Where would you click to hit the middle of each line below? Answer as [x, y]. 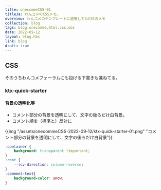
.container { [18, 147]
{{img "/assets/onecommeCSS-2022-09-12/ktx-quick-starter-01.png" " [77, 131]
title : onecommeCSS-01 [28, 9]
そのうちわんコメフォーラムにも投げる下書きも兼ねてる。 [63, 78]
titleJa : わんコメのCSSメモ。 [33, 14]
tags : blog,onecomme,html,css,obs [40, 28]
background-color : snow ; [39, 178]
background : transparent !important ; [52, 151]
